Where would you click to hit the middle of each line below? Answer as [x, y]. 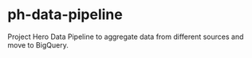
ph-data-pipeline [65, 15]
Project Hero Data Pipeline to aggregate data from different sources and [126, 37]
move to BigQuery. [38, 44]
